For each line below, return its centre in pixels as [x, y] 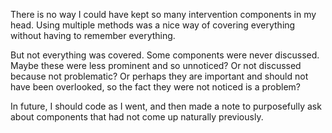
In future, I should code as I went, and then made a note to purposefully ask [166, 106]
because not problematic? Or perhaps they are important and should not [159, 76]
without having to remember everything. [93, 35]
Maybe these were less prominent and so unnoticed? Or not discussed [156, 65]
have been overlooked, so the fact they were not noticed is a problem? [155, 87]
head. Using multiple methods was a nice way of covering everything [153, 25]
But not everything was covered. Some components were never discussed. [165, 55]
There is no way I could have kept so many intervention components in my [163, 14]
